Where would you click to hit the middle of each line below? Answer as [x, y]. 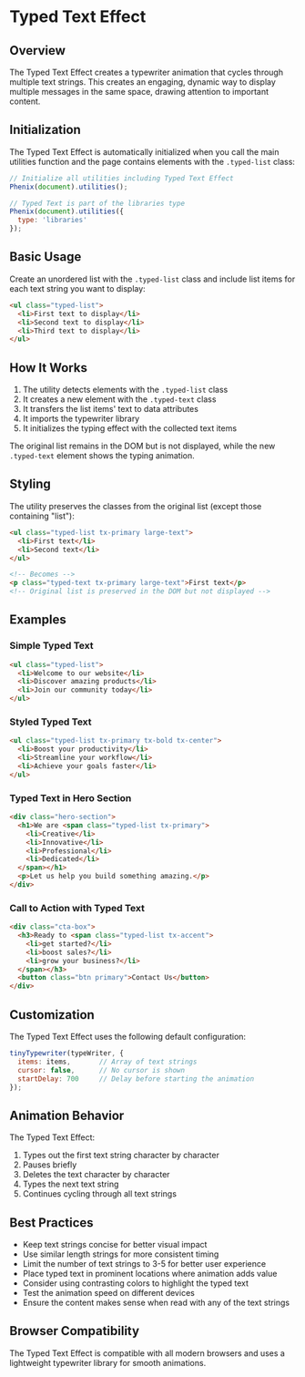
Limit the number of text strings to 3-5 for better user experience [144, 1264]
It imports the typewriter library [81, 419]
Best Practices [51, 1223]
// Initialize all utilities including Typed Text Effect [122, 178]
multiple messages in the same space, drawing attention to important [139, 92]
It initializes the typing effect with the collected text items [130, 428]
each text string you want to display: [77, 288]
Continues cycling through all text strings [100, 1194]
